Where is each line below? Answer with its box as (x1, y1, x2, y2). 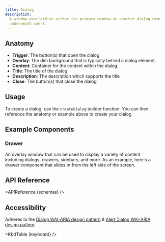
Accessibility (5, 203, 46, 212)
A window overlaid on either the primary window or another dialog (9, 16, 151, 21)
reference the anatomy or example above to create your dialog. (5, 111, 133, 117)
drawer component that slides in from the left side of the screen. (5, 162, 136, 168)
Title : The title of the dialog (12, 68, 68, 74)
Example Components (5, 125, 75, 134)
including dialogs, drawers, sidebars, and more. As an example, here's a (5, 156, 151, 163)
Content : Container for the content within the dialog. (12, 63, 119, 69)
